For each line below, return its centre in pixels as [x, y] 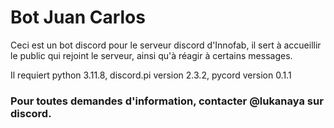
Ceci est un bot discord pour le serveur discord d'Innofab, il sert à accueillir [166, 45]
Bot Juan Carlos [78, 17]
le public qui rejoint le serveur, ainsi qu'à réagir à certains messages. [151, 55]
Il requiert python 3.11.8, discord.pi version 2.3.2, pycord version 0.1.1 [151, 75]
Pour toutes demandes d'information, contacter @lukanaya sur [167, 101]
